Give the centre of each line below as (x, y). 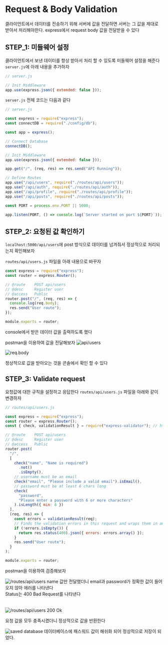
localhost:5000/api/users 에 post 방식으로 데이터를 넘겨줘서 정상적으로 (76, 245)
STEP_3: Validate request (45, 379)
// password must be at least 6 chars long (60, 486)
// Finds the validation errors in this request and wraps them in (86, 523)
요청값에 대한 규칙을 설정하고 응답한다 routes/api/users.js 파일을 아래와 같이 (82, 392)
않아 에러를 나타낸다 (34, 587)
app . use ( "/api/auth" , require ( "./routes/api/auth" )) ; (62, 187)
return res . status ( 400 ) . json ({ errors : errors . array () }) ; (81, 533)
